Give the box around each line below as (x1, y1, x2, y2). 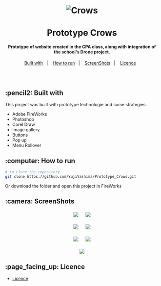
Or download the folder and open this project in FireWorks (5, 183, 122, 189)
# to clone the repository (5, 169, 60, 175)
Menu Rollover (12, 143, 41, 148)
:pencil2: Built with (5, 89, 63, 97)
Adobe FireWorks (12, 111, 47, 117)
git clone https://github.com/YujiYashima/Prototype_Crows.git (5, 174, 137, 179)
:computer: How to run (5, 157, 76, 165)
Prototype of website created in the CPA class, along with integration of (8, 44, 156, 49)
